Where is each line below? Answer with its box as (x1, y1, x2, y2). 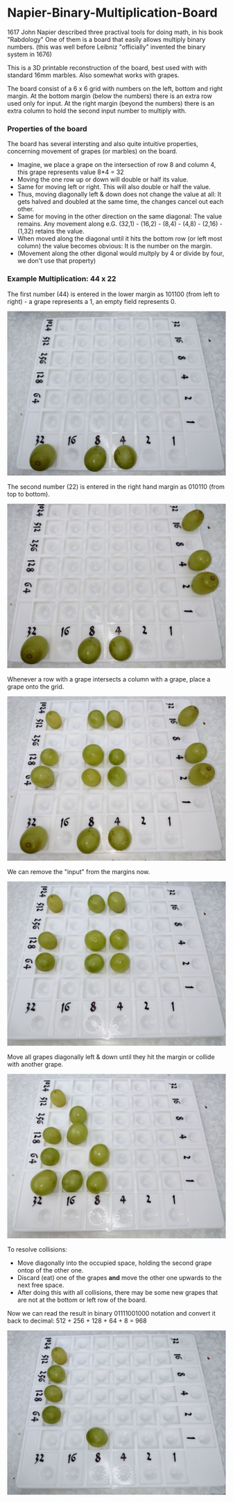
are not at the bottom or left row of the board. (17, 1295, 147, 1304)
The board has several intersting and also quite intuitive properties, (7, 140, 199, 148)
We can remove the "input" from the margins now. (7, 867, 150, 875)
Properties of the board (7, 124, 87, 134)
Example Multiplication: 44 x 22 (7, 274, 116, 284)
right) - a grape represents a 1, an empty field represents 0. (7, 297, 177, 305)
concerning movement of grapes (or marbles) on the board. (7, 147, 178, 156)
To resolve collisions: (7, 1245, 67, 1253)
